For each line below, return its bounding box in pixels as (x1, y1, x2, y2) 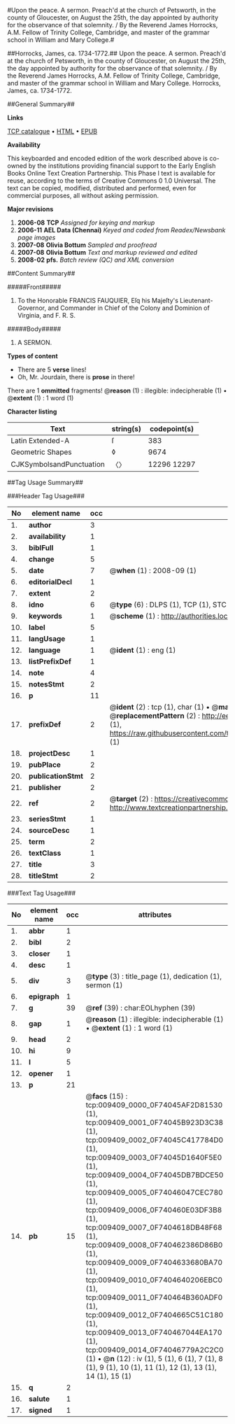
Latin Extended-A (10, 436, 70, 445)
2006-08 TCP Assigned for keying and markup (17, 218, 155, 227)
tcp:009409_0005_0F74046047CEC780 (85, 1187, 223, 1197)
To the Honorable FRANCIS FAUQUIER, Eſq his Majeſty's (17, 297, 178, 304)
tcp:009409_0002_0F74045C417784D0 (85, 1135, 224, 1145)
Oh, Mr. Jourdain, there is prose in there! (17, 373, 135, 381)
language (29, 645, 61, 655)
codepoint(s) (149, 424, 194, 433)
